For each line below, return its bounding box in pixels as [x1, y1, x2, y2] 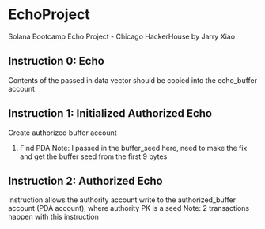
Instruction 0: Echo [8, 54, 104, 68]
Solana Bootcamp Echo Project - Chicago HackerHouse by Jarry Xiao [8, 32, 236, 41]
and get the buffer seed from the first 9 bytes [19, 152, 168, 161]
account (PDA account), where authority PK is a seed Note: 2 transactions [8, 204, 250, 213]
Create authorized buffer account [8, 128, 117, 137]
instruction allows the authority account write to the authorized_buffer [8, 195, 236, 205]
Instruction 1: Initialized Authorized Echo [8, 107, 212, 120]
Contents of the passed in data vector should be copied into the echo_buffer [8, 75, 258, 84]
